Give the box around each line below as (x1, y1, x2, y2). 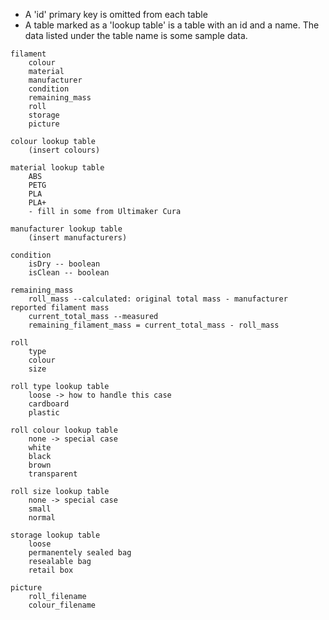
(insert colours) (28, 145, 101, 155)
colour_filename (28, 600, 97, 610)
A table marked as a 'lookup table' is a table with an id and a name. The (24, 19, 320, 31)
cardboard (28, 399, 70, 409)
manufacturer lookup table (10, 224, 123, 234)
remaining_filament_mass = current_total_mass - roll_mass (28, 320, 280, 330)
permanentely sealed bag (28, 548, 132, 558)
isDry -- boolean (28, 259, 101, 269)
